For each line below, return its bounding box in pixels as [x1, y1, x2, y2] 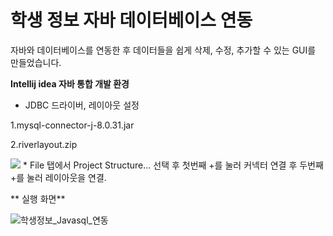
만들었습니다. [10, 56, 62, 68]
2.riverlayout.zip [10, 138, 78, 150]
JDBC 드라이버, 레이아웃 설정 [24, 99, 140, 111]
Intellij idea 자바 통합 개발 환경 [10, 77, 130, 90]
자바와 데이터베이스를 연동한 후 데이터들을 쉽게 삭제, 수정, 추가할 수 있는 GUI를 [10, 44, 317, 56]
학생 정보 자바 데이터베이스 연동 [10, 9, 253, 32]
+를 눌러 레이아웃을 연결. [10, 171, 107, 183]
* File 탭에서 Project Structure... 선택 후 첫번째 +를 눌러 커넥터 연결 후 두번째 [22, 159, 324, 171]
